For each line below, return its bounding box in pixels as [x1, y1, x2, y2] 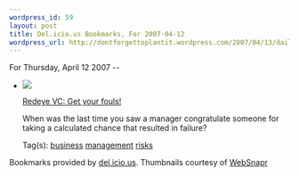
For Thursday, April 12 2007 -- [9, 62, 120, 73]
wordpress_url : [9, 37, 66, 47]
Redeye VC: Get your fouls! [21, 96, 122, 107]
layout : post [9, 21, 58, 30]
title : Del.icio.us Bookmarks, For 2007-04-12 [9, 29, 185, 38]
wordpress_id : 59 [9, 12, 74, 22]
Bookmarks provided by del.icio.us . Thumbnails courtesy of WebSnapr [9, 157, 269, 168]
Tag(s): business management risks [21, 140, 154, 151]
